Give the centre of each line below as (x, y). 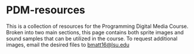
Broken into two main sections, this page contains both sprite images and (95, 32)
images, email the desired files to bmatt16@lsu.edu (68, 45)
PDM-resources (46, 10)
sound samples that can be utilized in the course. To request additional (92, 38)
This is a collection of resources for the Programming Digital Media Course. (97, 26)
